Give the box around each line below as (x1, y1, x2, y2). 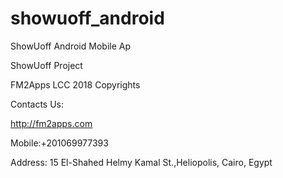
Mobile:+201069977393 (10, 137, 109, 149)
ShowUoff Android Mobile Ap (10, 40, 131, 52)
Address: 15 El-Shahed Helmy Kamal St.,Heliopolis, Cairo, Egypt (10, 156, 273, 168)
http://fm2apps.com (10, 117, 93, 129)
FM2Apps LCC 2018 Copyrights (10, 78, 141, 91)
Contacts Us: (10, 98, 65, 110)
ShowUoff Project (10, 59, 83, 71)
